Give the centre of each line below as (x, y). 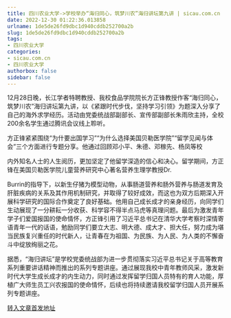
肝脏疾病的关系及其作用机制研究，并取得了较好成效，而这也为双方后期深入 (112, 193)
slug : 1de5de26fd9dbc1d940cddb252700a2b (66, 33)
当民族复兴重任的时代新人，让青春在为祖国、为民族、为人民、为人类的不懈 (112, 236)
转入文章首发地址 (31, 308)
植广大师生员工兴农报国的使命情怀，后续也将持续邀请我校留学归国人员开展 (112, 285)
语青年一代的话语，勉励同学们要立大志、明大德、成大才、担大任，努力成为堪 (115, 227)
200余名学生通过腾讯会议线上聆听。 (58, 124)
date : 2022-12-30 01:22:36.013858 (57, 20)
